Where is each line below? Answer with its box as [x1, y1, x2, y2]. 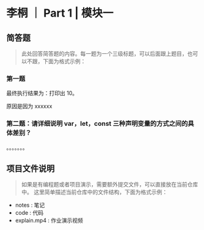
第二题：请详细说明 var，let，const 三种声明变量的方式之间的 [6, 120, 188, 128]
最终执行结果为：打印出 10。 [6, 90, 78, 97]
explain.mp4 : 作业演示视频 [15, 217, 84, 224]
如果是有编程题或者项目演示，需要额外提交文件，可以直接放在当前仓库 [21, 181, 199, 188]
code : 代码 [15, 209, 44, 217]
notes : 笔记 [15, 201, 45, 209]
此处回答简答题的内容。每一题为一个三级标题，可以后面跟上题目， [21, 50, 188, 57]
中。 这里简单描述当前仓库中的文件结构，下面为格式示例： [21, 188, 168, 196]
